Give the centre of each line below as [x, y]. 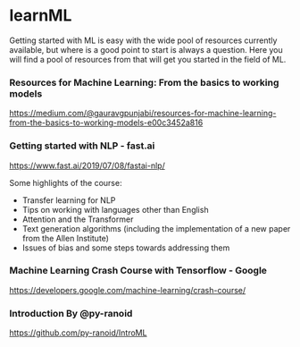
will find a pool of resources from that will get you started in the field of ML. [148, 59]
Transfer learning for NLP [69, 200]
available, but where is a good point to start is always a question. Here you [146, 49]
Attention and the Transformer [78, 219]
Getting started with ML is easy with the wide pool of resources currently [143, 40]
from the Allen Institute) [66, 238]
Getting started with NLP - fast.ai [82, 146]
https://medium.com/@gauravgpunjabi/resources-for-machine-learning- [143, 114]
